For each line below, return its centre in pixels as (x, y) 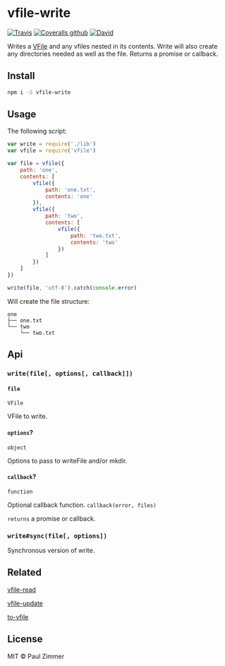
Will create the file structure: (49, 301)
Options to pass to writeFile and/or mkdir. (67, 460)
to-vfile (18, 617)
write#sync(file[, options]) (57, 536)
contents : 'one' (69, 196)
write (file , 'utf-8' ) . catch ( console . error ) (72, 287)
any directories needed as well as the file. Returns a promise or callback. (113, 54)
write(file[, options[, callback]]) (70, 374)
